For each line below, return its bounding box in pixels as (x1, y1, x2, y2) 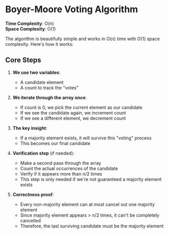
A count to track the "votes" (20, 84, 79, 91)
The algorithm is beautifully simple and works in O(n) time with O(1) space (5, 36, 160, 42)
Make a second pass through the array (20, 160, 102, 166)
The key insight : (12, 125, 48, 131)
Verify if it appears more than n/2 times (20, 170, 103, 177)
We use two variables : (12, 69, 61, 75)
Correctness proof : (12, 191, 54, 197)
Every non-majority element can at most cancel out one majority (20, 201, 155, 207)
